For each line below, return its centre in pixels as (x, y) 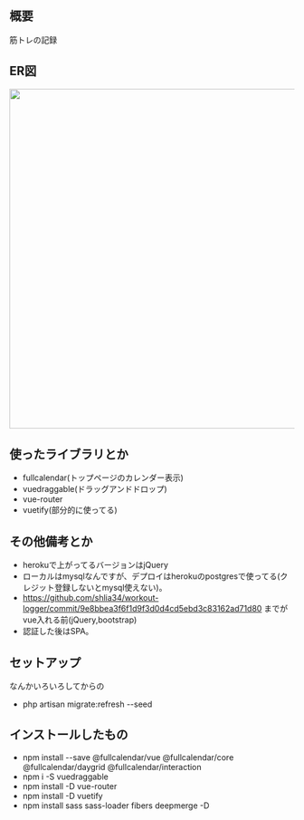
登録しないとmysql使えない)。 (110, 588)
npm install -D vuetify (62, 796)
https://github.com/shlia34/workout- (90, 598)
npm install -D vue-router (70, 786)
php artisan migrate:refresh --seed (87, 704)
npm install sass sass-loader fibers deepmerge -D (116, 806)
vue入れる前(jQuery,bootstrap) (80, 620)
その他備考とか (51, 541)
